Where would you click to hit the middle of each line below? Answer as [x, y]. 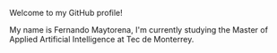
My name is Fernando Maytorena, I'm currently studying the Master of [139, 30]
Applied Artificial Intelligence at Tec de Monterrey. [102, 39]
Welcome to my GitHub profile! [66, 13]
